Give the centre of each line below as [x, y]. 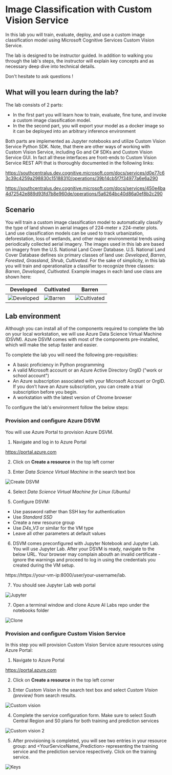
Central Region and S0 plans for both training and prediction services [86, 721]
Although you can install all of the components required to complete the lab [85, 328]
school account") [31, 376]
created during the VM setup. [44, 565]
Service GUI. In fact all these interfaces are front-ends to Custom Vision [81, 157]
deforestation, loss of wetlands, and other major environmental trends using [85, 238]
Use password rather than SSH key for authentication [69, 511]
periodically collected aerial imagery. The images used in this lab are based [85, 244]
